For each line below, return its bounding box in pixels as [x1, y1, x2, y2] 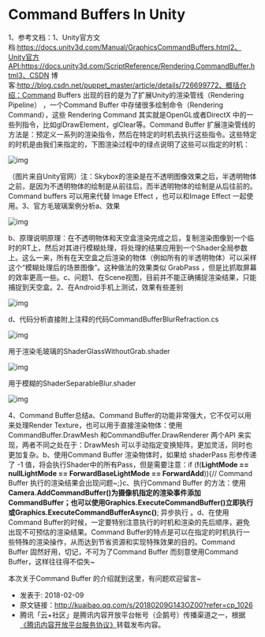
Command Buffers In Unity [8, 6, 185, 24]
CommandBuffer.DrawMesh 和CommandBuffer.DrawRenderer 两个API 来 [8, 430, 245, 439]
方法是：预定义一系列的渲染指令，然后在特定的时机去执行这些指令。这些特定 [8, 129, 257, 139]
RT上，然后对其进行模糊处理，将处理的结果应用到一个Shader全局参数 [21, 243, 248, 252]
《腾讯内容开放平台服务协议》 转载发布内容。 [19, 620, 166, 629]
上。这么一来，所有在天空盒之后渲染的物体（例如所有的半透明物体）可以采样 [8, 252, 257, 262]
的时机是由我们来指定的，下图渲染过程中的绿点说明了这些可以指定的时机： [8, 140, 250, 149]
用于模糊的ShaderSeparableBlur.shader [8, 378, 136, 388]
